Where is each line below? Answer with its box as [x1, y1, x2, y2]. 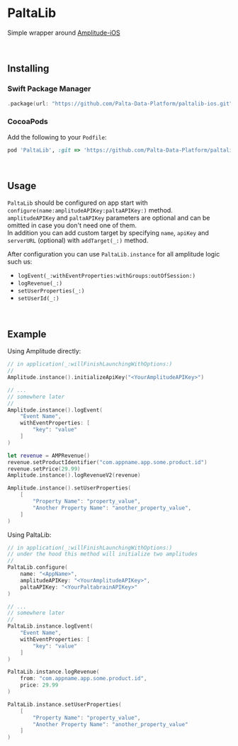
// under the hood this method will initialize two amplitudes [7, 550, 198, 558]
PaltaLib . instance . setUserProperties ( [7, 701, 122, 708]
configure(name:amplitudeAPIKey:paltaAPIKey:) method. [7, 206, 174, 215]
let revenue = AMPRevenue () [7, 452, 91, 459]
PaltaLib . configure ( [7, 564, 69, 571]
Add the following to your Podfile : [7, 132, 107, 141]
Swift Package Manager [7, 84, 91, 94]
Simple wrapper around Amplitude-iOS [7, 28, 120, 37]
